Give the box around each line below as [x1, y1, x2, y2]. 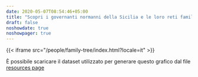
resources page [6, 64, 45, 71]
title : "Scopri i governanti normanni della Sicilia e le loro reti [6, 14, 178, 20]
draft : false [6, 19, 38, 25]
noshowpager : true [6, 31, 51, 36]
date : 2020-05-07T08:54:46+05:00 [6, 8, 88, 15]
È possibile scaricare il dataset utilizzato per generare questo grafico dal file [6, 58, 191, 65]
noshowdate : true [6, 25, 49, 31]
